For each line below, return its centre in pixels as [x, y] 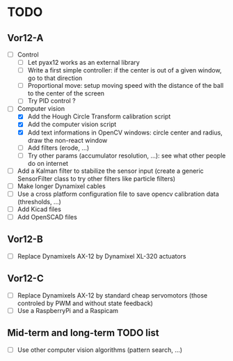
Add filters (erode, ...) [58, 148]
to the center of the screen [66, 93]
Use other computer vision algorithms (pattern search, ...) [100, 350]
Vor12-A [25, 38]
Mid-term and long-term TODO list [83, 333]
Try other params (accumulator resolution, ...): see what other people [127, 155]
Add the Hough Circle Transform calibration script [99, 116]
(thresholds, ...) [39, 201]
